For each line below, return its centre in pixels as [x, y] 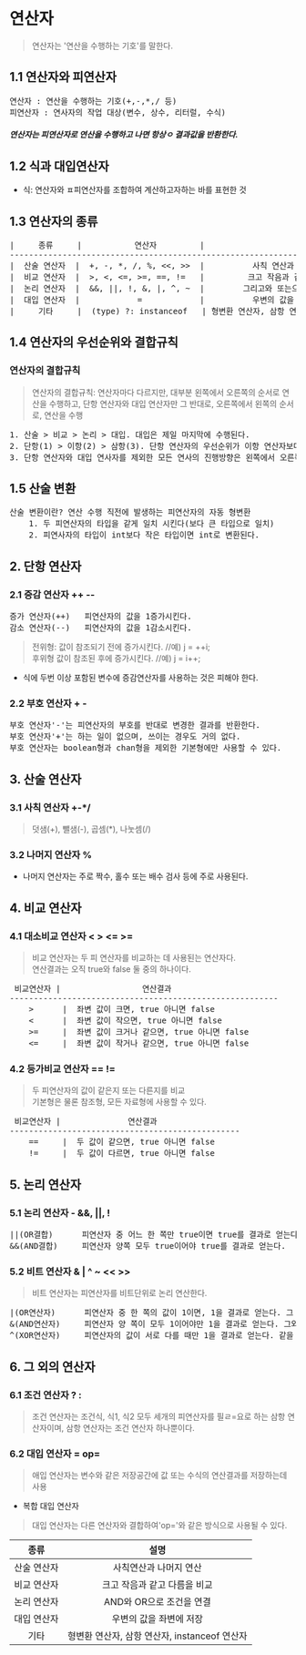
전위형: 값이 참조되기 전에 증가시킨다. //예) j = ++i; [121, 647]
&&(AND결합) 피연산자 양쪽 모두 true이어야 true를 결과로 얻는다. [148, 1246]
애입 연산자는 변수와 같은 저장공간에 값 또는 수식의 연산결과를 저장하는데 [159, 1476]
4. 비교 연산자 [46, 908]
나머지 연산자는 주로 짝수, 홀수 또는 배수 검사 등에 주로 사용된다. [135, 876]
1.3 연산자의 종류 [54, 221]
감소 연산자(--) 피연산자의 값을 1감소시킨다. [101, 628]
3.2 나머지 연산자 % [51, 855]
